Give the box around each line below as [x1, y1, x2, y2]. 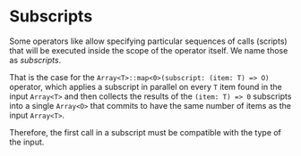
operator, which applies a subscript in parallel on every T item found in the [9, 81, 282, 92]
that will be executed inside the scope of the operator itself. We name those [9, 45, 288, 55]
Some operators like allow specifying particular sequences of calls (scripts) [9, 36, 288, 46]
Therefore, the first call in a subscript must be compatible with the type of [9, 127, 282, 137]
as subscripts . [9, 54, 62, 65]
